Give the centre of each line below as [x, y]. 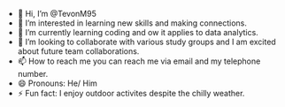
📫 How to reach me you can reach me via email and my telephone [139, 61]
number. [33, 74]
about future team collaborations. [78, 51]
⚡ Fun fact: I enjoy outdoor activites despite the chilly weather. [131, 93]
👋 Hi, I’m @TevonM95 [57, 14]
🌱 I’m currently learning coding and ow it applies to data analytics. [138, 32]
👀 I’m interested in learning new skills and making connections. [132, 23]
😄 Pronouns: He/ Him [57, 83]
